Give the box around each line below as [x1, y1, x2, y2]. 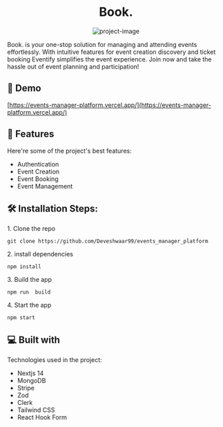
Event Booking [17, 174, 59, 183]
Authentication [17, 160, 59, 168]
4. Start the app [7, 301, 52, 310]
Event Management [17, 182, 73, 190]
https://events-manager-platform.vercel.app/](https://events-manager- [9, 101, 212, 109]
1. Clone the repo [7, 225, 56, 233]
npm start [7, 314, 36, 321]
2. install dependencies [7, 250, 74, 258]
